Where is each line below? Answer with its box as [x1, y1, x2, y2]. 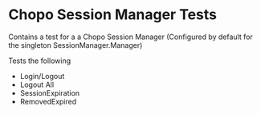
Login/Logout [19, 71, 65, 81]
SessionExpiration [19, 88, 80, 97]
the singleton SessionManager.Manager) [8, 40, 143, 49]
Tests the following [8, 56, 71, 65]
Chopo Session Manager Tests [8, 6, 217, 24]
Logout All [19, 80, 55, 89]
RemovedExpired [19, 96, 77, 106]
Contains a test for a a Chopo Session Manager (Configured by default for [8, 32, 253, 41]
